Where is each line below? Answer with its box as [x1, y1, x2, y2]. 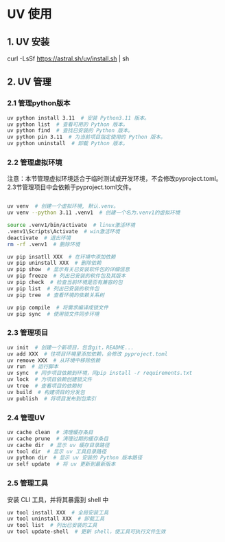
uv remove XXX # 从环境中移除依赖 [7, 357, 101, 364]
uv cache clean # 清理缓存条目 [7, 429, 94, 435]
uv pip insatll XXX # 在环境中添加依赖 [7, 253, 116, 260]
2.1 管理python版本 [7, 98, 71, 108]
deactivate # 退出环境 [7, 235, 71, 241]
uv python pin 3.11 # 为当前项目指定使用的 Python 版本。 [7, 133, 166, 141]
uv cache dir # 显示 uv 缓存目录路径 [7, 442, 110, 448]
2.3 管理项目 [7, 328, 49, 338]
